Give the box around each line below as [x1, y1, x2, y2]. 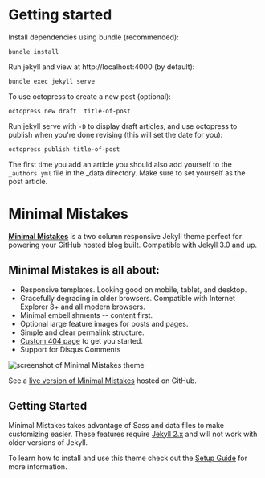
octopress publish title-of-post [8, 145, 120, 154]
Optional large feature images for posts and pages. [19, 319, 189, 328]
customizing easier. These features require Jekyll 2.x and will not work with [8, 429, 258, 439]
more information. [8, 461, 67, 472]
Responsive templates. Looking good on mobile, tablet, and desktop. [19, 284, 247, 295]
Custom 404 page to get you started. [19, 336, 143, 345]
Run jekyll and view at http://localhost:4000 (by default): [8, 62, 195, 72]
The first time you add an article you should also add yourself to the [8, 159, 233, 169]
